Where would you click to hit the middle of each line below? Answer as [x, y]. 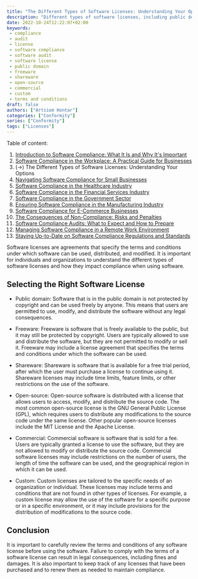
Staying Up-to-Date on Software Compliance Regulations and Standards [103, 236]
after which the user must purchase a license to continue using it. [94, 371]
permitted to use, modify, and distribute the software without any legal [100, 311]
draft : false [23, 104]
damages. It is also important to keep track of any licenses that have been [96, 563]
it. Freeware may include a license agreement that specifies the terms [99, 347]
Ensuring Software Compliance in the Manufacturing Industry [89, 204]
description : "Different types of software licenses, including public [96, 17]
